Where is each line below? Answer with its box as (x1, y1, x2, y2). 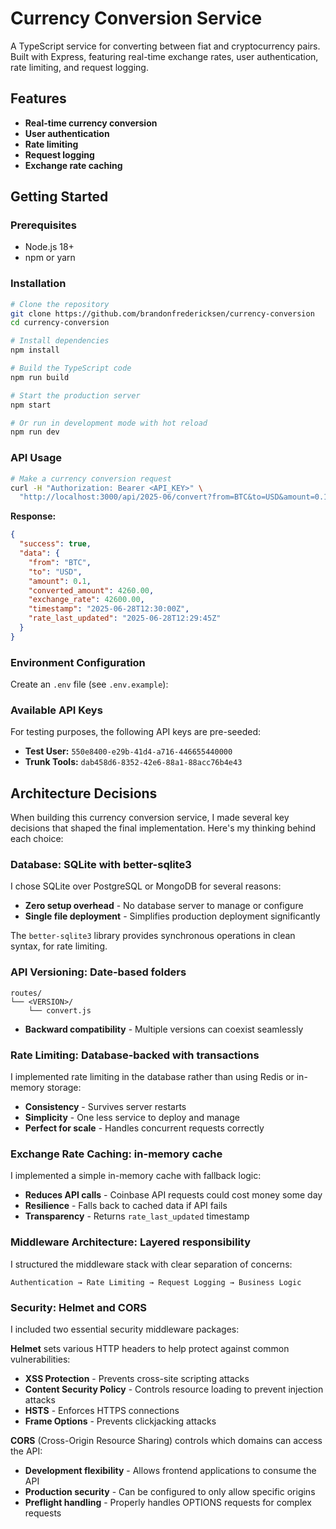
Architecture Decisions (10, 785, 158, 802)
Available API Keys (10, 703, 103, 717)
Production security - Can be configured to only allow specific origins (24, 1485, 316, 1497)
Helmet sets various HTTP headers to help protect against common (10, 1342, 290, 1354)
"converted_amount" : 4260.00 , (28, 585, 155, 596)
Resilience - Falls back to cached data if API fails (24, 1200, 228, 1212)
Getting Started (10, 188, 109, 206)
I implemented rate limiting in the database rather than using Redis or (10, 1071, 295, 1083)
